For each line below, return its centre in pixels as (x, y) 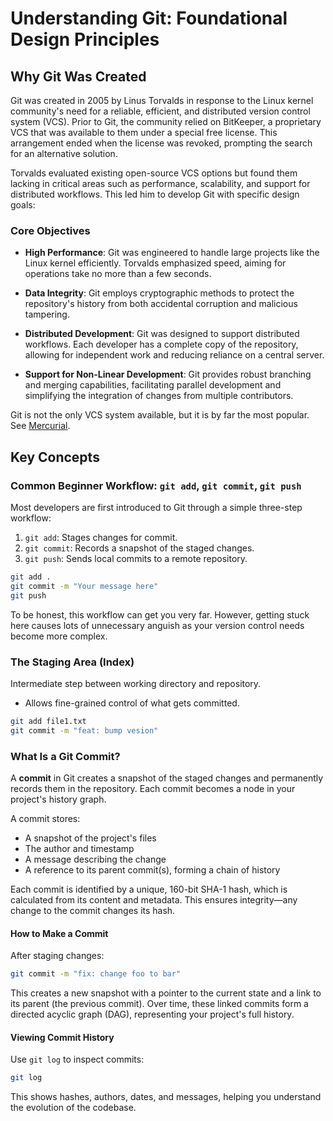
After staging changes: (57, 956)
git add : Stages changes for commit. (101, 537)
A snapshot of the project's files (90, 838)
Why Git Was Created (78, 76)
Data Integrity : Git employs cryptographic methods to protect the (159, 293)
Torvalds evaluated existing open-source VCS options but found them (154, 173)
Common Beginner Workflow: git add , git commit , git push (156, 485)
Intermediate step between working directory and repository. (136, 683)
